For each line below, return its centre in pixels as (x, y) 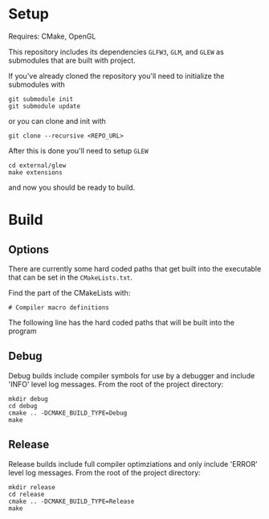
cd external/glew (37, 166)
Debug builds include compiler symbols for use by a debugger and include (132, 375)
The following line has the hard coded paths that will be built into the (122, 322)
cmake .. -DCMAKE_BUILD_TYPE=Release (71, 501)
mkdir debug (28, 398)
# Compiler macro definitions (59, 307)
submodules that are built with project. (72, 60)
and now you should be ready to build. (72, 187)
